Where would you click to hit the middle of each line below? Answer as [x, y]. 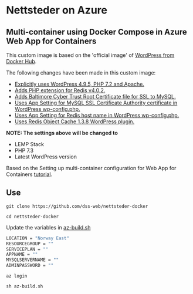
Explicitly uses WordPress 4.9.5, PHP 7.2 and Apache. [79, 84]
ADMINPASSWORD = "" [30, 266]
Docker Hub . [21, 61]
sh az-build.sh [25, 286]
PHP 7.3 [24, 151]
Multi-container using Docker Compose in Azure [97, 32]
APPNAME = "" [22, 255]
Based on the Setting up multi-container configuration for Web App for [91, 168]
